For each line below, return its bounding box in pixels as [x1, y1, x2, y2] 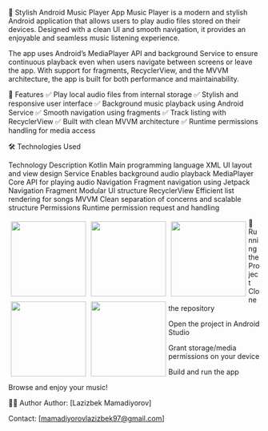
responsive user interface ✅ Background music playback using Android [8, 99, 244, 108]
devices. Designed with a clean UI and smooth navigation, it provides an [8, 25, 246, 34]
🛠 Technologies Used [8, 142, 82, 151]
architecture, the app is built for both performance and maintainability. [8, 75, 240, 83]
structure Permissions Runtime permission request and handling [8, 203, 220, 212]
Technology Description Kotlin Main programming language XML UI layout [8, 160, 253, 170]
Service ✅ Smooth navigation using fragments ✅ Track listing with [8, 108, 226, 117]
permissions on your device [168, 352, 260, 361]
